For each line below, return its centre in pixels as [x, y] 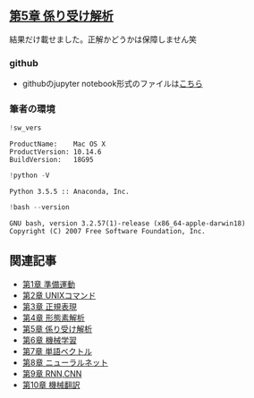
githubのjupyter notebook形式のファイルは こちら [112, 84]
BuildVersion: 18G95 [51, 160]
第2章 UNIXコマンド [59, 295]
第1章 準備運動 [49, 284]
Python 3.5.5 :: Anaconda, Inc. [69, 192]
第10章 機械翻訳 [51, 385]
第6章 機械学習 [50, 340]
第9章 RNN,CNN [52, 373]
